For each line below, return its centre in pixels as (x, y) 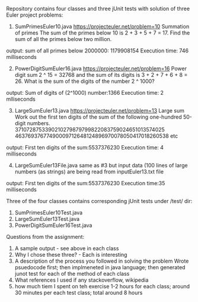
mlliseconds (21, 99)
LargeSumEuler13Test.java (47, 219)
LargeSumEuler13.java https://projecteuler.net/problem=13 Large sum (100, 110)
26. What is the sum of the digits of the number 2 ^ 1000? (85, 81)
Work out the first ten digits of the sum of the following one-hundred (98, 117)
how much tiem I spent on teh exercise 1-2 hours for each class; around (102, 286)
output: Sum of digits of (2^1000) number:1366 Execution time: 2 (85, 93)
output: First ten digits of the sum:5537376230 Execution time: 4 (85, 147)
